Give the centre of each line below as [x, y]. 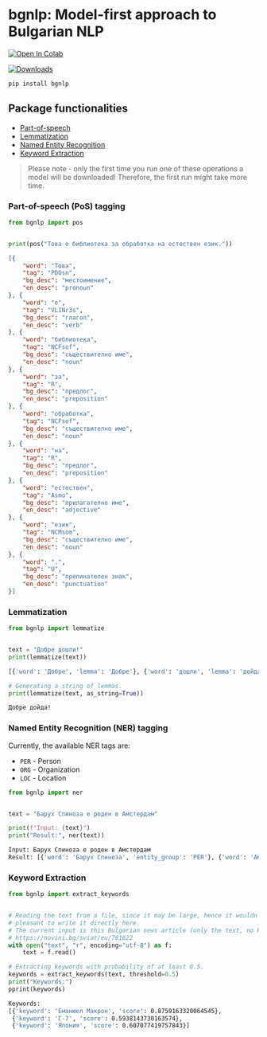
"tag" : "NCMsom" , [51, 532]
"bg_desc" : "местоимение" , [67, 280]
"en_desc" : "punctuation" [66, 584]
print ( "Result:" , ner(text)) [56, 835]
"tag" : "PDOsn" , [50, 273]
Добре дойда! [30, 708]
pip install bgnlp [39, 84]
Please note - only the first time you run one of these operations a [135, 168]
